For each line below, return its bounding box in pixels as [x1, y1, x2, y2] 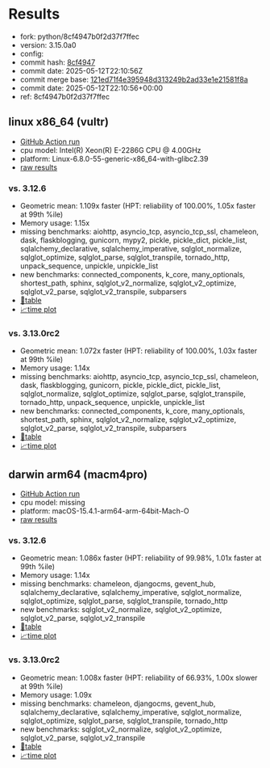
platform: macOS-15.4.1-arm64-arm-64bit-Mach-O [19, 506, 189, 516]
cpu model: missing [19, 498, 86, 508]
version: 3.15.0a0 [19, 40, 77, 49]
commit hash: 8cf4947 [19, 57, 96, 67]
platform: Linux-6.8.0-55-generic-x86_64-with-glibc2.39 [19, 154, 209, 163]
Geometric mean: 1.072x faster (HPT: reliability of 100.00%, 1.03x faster [19, 346, 258, 356]
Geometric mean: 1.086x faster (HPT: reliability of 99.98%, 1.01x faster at [19, 553, 262, 563]
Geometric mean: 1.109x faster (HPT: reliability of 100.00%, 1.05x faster [19, 201, 256, 211]
